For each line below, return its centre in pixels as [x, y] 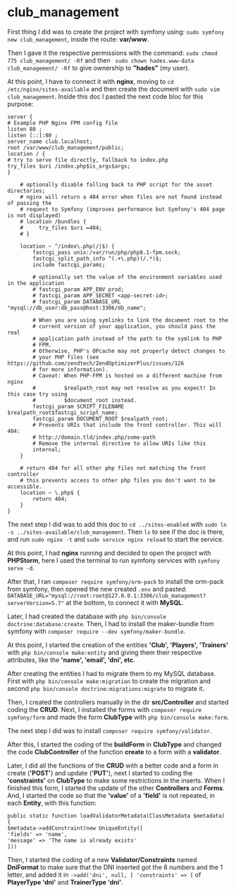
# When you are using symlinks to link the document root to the [131, 320]
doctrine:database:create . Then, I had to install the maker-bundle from [111, 623]
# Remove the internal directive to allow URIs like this [119, 443]
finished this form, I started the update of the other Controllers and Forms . [116, 788]
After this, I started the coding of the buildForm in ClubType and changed [114, 744]
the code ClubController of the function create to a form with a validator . [114, 751]
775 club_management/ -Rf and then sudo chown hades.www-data [101, 60]
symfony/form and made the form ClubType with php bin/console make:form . [118, 717]
